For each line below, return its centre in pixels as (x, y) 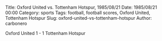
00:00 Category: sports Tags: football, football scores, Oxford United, (78, 13)
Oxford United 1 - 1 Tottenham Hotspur (46, 33)
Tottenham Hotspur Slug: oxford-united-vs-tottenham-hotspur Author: (78, 18)
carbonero (16, 23)
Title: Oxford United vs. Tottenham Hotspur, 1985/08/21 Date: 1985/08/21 (81, 7)
